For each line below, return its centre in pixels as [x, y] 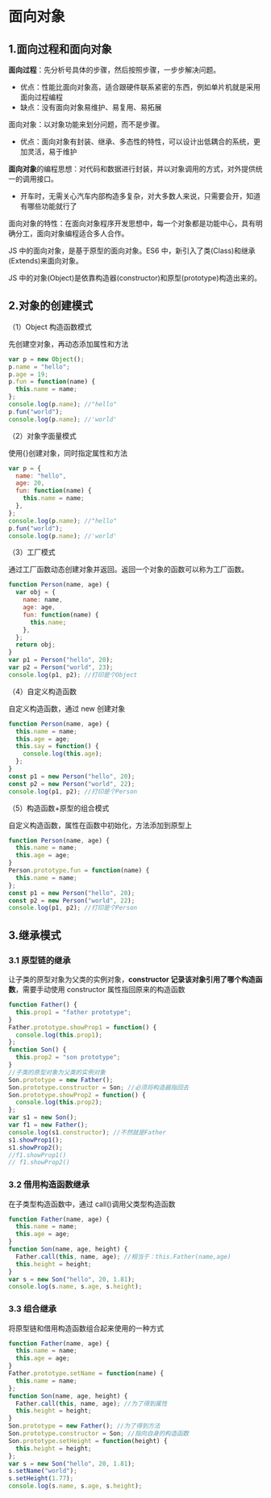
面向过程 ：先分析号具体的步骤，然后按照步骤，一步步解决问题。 [114, 70]
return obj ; [36, 645]
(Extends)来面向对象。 [46, 261]
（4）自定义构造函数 [43, 691]
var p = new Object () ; [46, 359]
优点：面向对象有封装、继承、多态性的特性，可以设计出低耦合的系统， [137, 141]
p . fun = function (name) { [52, 382]
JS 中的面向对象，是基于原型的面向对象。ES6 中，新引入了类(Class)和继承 [132, 250]
